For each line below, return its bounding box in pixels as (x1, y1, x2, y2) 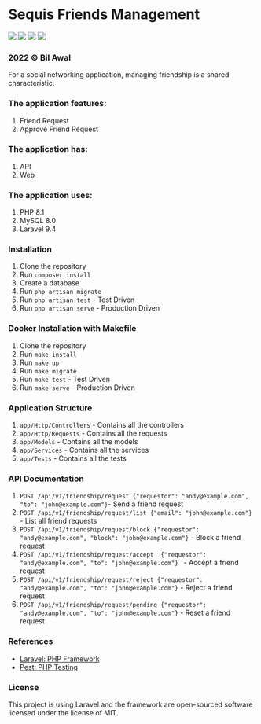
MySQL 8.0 (19, 216, 57, 226)
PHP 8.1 (19, 208, 45, 217)
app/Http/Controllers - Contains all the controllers (19, 421, 185, 430)
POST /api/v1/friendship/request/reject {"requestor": (19, 576, 204, 584)
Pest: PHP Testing (19, 662, 79, 671)
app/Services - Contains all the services (19, 446, 149, 455)
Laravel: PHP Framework (19, 654, 100, 663)
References (8, 636, 53, 647)
